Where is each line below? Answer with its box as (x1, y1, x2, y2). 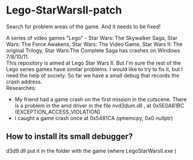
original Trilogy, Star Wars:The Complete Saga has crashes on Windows (6, 46, 181, 54)
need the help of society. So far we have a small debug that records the (6, 72, 179, 79)
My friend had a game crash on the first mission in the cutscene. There (14, 95, 187, 103)
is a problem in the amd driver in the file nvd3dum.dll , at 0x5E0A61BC (14, 102, 184, 109)
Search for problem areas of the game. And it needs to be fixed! (6, 23, 161, 30)
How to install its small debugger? (6, 132, 134, 142)
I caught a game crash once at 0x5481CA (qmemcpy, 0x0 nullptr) (14, 114, 174, 121)
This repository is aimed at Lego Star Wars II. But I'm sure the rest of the (6, 59, 181, 66)
